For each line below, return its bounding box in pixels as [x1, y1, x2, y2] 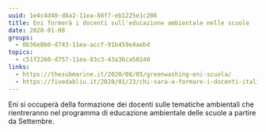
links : [8, 63, 30, 71]
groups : [8, 33, 34, 42]
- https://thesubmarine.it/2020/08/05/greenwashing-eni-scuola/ [15, 70, 232, 78]
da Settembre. [8, 116, 55, 126]
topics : [8, 48, 34, 56]
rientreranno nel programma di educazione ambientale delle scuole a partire [8, 107, 256, 117]
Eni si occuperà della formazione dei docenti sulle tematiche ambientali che [8, 100, 255, 109]
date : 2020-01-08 [8, 26, 66, 34]
